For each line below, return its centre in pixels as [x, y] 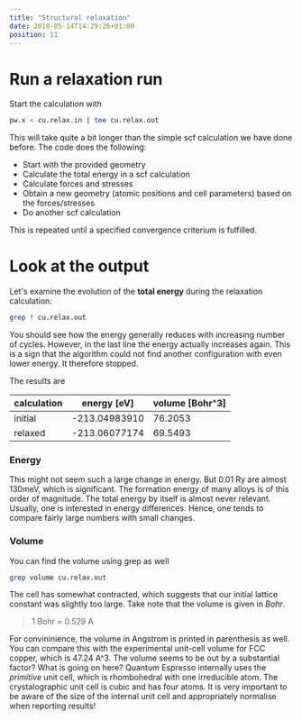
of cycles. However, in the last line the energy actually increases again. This [150, 344]
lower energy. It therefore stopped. [74, 363]
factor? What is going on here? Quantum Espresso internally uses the [138, 668]
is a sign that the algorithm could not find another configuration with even [146, 354]
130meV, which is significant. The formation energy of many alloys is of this [149, 489]
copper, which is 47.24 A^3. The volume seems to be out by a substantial [145, 658]
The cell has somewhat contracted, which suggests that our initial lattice [144, 595]
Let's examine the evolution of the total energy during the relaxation [136, 292]
